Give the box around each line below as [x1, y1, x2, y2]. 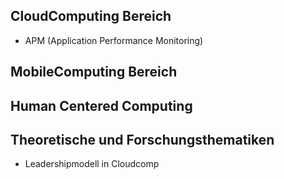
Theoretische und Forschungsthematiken [10, 131, 275, 148]
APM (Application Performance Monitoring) [24, 34, 204, 46]
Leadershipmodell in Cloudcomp [24, 158, 160, 170]
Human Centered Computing [10, 97, 193, 114]
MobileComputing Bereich [10, 64, 178, 81]
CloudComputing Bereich [10, 8, 172, 25]
